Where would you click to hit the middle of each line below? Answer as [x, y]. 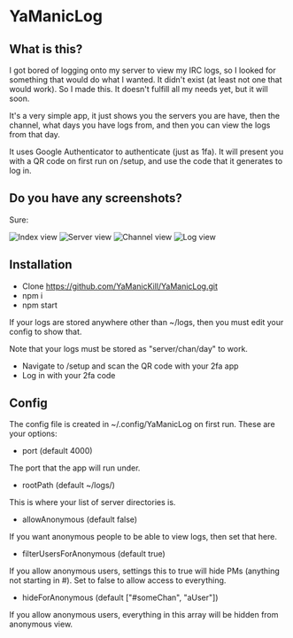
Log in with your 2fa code [69, 375]
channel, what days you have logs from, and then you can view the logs [140, 125]
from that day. [35, 134]
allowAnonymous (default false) [80, 519]
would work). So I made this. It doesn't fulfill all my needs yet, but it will [139, 89]
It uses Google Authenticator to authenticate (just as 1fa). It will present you [146, 152]
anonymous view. [41, 624]
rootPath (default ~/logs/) [68, 486]
